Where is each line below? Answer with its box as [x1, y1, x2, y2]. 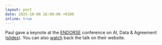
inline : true [5, 16, 32, 21]
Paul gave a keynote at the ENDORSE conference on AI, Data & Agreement [5, 30, 157, 36]
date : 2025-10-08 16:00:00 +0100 [5, 12, 74, 17]
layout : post [5, 7, 32, 12]
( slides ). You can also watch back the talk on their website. [5, 35, 125, 41]
